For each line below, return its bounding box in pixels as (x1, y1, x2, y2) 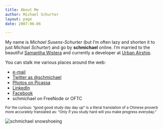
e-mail (12, 69, 26, 75)
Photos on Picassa (12, 80, 51, 86)
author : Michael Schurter (5, 12, 59, 17)
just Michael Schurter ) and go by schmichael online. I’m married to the (5, 44, 151, 50)
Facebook (12, 90, 33, 96)
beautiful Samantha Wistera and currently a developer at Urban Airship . (5, 50, 152, 56)
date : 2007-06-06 (5, 21, 41, 26)
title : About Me (5, 7, 39, 12)
